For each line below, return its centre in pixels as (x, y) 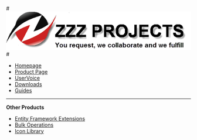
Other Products (25, 107)
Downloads (28, 84)
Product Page (31, 71)
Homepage (28, 65)
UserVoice (27, 78)
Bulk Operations (34, 125)
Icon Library (29, 131)
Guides (23, 90)
